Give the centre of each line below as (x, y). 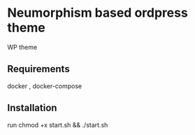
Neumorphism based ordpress (98, 13)
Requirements (38, 69)
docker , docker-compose (45, 86)
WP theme (22, 47)
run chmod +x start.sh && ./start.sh (58, 125)
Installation (32, 108)
